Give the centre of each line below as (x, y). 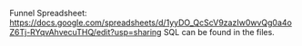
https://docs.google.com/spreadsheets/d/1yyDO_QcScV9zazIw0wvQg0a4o (151, 23)
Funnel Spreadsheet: (49, 13)
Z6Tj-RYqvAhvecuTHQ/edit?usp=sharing (86, 32)
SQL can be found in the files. (219, 32)
